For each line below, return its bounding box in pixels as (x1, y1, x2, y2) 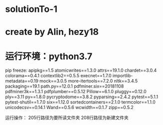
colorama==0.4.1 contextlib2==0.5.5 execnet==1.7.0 (5, 73, 112, 79)
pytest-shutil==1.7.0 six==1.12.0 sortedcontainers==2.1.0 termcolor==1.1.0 (5, 99, 156, 105)
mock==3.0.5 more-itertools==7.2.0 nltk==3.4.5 (39, 78, 138, 84)
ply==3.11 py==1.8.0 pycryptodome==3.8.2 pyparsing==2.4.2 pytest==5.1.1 (5, 94, 159, 100)
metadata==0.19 (5, 78, 39, 84)
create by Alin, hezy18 (5, 26, 99, 38)
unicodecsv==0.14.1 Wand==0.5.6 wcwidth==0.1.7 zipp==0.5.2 (5, 105, 134, 111)
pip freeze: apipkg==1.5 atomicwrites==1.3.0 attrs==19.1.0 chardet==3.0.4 (5, 67, 157, 73)
